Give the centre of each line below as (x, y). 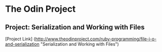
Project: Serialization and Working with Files (75, 27)
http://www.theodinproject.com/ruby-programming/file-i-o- (96, 39)
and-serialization (22, 44)
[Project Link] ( (20, 39)
